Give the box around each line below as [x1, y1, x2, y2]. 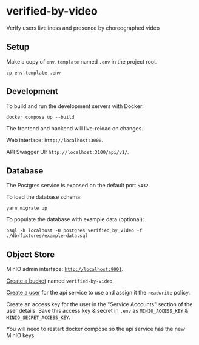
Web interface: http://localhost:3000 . [6, 136, 103, 144]
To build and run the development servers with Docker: [6, 102, 144, 110]
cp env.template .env [6, 70, 61, 76]
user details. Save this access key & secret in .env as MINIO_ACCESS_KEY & [6, 307, 189, 315]
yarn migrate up [6, 205, 47, 212]
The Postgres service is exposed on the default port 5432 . [6, 182, 150, 189]
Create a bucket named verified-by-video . [6, 277, 114, 284]
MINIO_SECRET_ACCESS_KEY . [6, 313, 71, 321]
